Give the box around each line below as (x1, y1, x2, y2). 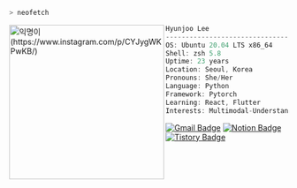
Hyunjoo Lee (165, 24, 209, 33)
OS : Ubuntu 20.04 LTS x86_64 (165, 41, 273, 49)
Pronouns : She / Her (165, 73, 233, 83)
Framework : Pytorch (165, 89, 237, 99)
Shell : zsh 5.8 (165, 49, 222, 57)
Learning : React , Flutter (165, 98, 261, 107)
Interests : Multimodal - (165, 106, 254, 115)
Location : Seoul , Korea (165, 65, 254, 74)
